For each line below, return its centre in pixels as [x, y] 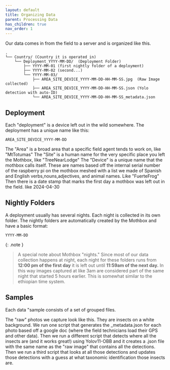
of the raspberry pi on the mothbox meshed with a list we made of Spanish [83, 170]
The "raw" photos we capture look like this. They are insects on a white [80, 319]
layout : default [22, 10]
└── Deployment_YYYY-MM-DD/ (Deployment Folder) [68, 61]
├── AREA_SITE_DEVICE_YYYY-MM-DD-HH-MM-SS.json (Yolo [90, 88]
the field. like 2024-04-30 [32, 187]
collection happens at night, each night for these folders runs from [87, 260]
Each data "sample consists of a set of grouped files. [61, 310]
